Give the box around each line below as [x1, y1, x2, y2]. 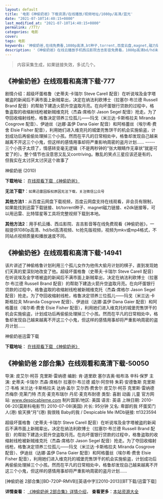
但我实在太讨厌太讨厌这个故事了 [5, 157, 69, 163]
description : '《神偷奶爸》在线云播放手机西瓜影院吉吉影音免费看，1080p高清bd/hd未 [5, 47, 159, 52]
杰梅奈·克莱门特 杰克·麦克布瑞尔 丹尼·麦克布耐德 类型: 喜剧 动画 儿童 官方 [5, 391, 150, 397]
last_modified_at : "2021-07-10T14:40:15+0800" [5, 20, 101, 26]
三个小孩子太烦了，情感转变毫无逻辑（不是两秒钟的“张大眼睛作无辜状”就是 [5, 145, 154, 151]
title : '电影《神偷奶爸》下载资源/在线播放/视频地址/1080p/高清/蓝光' [5, 12, 133, 16]
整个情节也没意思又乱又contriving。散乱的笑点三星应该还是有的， [24, 151, 155, 157]
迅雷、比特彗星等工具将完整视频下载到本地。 [13, 211, 103, 217]
